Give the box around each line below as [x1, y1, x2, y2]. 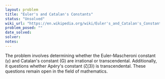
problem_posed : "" [5, 26, 43, 30]
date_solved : [5, 30, 32, 35]
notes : [5, 39, 19, 44]
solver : [5, 35, 21, 40]
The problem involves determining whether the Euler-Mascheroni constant [5, 53, 156, 58]
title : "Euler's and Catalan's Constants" [5, 12, 93, 17]
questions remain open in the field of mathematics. [5, 68, 108, 74]
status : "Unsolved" [5, 16, 45, 21]
